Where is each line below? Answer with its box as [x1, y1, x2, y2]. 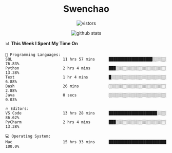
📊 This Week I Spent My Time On [5, 40, 78, 46]
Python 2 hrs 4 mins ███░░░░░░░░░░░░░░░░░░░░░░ [5, 65, 167, 71]
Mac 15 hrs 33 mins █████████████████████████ [5, 139, 167, 144]
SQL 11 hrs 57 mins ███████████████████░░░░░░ [5, 56, 167, 62]
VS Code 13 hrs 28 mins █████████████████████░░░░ [5, 110, 167, 116]
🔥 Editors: [5, 106, 29, 111]
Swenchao [63, 3, 109, 15]
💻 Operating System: [5, 133, 51, 139]
